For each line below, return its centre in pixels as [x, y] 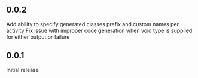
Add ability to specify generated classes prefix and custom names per [93, 24]
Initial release [22, 70]
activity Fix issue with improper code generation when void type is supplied [99, 30]
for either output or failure [38, 37]
